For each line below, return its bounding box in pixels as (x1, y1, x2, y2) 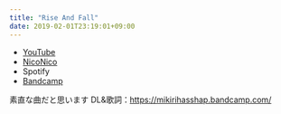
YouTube (22, 46, 56, 57)
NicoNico (22, 56, 58, 67)
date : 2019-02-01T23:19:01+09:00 (9, 22, 136, 31)
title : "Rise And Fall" (9, 13, 99, 23)
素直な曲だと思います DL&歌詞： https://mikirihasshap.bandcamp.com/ (9, 94, 272, 105)
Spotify (22, 65, 50, 77)
